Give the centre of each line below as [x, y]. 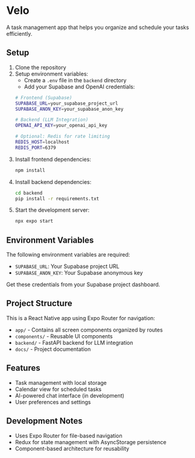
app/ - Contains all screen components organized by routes [89, 330]
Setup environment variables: [52, 74]
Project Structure [39, 303]
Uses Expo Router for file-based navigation [69, 436]
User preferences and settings [53, 402]
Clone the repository [40, 67]
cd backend [29, 193]
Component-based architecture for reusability [72, 448]
